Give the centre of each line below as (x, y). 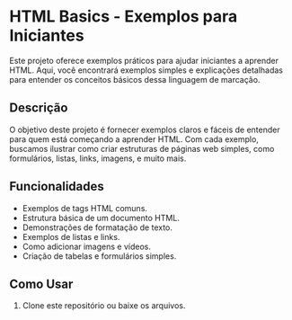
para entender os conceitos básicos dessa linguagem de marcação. (135, 79)
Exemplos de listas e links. (71, 236)
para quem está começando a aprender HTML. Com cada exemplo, (134, 139)
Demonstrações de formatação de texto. (97, 227)
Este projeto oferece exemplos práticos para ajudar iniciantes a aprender (144, 60)
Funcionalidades (57, 187)
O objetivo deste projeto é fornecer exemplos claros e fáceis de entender (145, 129)
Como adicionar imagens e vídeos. (86, 246)
